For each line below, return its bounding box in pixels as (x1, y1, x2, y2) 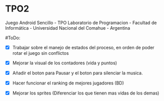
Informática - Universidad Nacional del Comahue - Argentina (5, 25, 130, 31)
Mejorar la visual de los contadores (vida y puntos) (12, 60, 117, 66)
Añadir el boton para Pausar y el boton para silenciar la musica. (12, 70, 143, 76)
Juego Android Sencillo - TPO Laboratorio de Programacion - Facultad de (5, 20, 157, 26)
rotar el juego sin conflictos (12, 50, 69, 56)
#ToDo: (5, 35, 20, 41)
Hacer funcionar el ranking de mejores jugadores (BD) (12, 80, 124, 86)
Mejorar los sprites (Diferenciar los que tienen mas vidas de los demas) (12, 90, 159, 96)
